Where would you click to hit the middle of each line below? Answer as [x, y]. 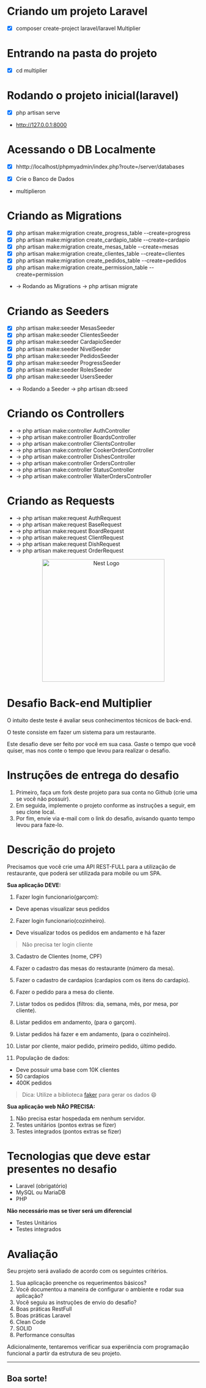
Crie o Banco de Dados [45, 179]
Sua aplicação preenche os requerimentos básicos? [81, 1283]
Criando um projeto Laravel [77, 11]
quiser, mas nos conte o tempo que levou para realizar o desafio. [89, 750]
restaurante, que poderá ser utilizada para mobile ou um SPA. [84, 873]
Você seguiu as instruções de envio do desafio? [76, 1302]
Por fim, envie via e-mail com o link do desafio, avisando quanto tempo [105, 818]
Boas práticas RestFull [44, 1309]
